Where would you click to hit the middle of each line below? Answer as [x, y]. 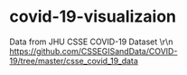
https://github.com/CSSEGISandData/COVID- [93, 51]
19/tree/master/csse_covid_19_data [74, 61]
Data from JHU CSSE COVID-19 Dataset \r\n [91, 42]
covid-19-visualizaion [93, 17]
